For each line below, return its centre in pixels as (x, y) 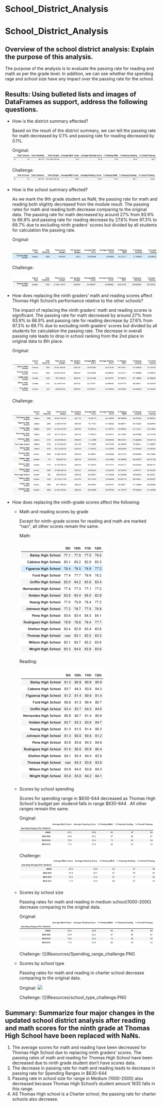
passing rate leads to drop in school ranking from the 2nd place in (78, 336)
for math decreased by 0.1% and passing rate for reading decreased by (83, 136)
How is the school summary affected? (50, 189)
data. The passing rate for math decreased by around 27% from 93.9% (83, 214)
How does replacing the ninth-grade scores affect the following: (76, 502)
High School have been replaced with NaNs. (73, 1036)
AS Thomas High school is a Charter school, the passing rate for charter (84, 1094)
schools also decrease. (35, 1099)
